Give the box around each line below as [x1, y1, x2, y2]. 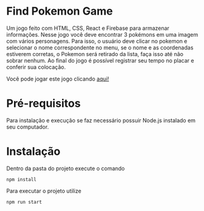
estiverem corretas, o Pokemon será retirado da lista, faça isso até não [6, 50, 184, 57]
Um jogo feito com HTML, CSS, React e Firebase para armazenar [6, 24, 169, 32]
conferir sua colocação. [6, 63, 66, 71]
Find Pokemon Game [6, 4, 113, 18]
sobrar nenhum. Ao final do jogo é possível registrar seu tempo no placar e [6, 57, 194, 64]
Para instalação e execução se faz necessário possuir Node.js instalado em [6, 116, 196, 124]
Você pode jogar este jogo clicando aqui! [6, 75, 110, 82]
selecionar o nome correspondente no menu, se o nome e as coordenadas [6, 44, 194, 51]
